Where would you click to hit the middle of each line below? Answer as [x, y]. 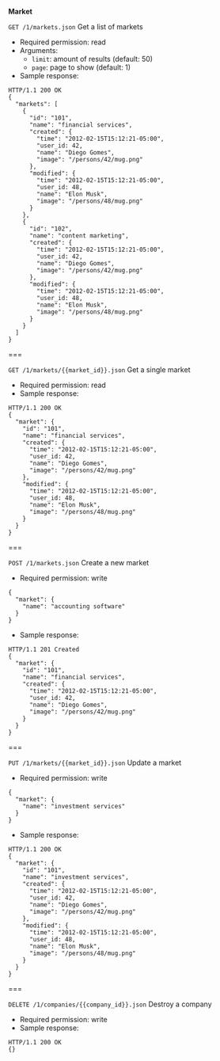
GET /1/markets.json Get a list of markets [76, 27]
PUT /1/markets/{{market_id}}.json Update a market [95, 762]
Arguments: [38, 50]
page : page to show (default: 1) [81, 67]
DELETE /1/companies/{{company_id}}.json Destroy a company [110, 1004]
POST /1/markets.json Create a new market [79, 563]
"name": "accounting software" [74, 607]
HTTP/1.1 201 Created [44, 649]
